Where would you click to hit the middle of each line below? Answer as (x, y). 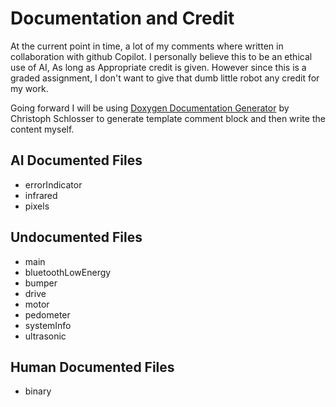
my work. (29, 88)
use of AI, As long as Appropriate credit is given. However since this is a (158, 67)
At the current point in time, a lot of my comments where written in (147, 46)
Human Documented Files (92, 367)
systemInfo (48, 325)
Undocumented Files (76, 237)
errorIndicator (53, 184)
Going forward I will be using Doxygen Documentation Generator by (150, 108)
